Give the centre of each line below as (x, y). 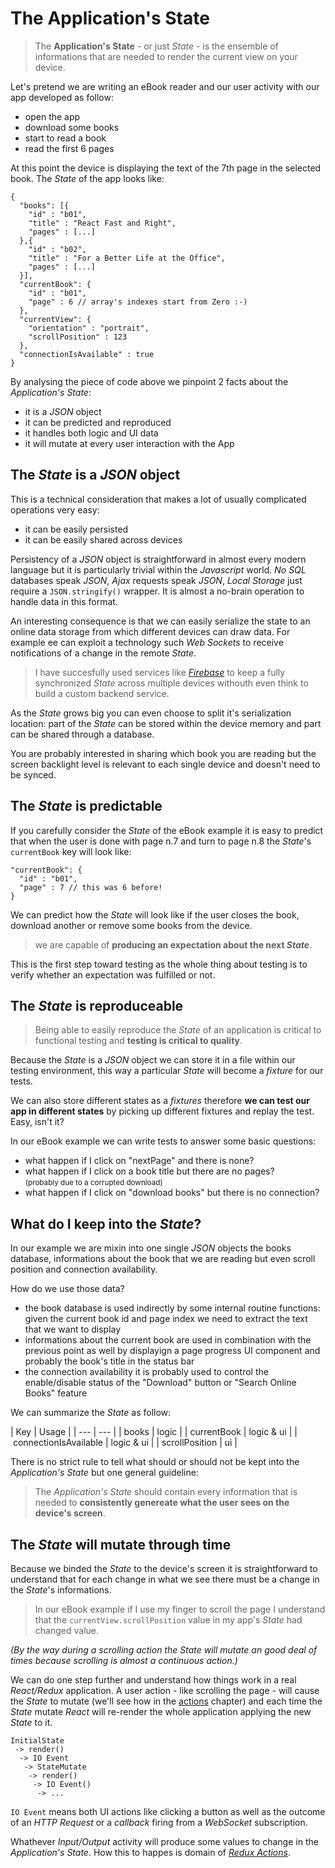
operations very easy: (55, 509)
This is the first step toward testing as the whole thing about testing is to (159, 964)
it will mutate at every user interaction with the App (129, 443)
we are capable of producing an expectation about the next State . (173, 944)
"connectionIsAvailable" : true (87, 354)
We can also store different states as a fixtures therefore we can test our (160, 1101)
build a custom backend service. (102, 693)
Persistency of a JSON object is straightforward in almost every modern (158, 559)
